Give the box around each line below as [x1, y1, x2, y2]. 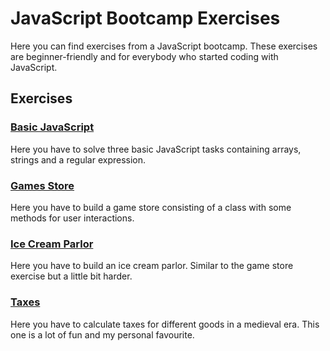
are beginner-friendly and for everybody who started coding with [10, 50, 279, 62]
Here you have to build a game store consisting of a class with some [10, 201, 292, 213]
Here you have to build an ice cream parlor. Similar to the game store [10, 260, 294, 272]
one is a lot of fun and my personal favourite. [10, 328, 195, 341]
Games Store [10, 178, 75, 192]
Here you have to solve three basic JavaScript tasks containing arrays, [10, 143, 302, 155]
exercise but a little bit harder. [10, 270, 133, 282]
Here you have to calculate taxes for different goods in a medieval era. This [10, 318, 320, 330]
